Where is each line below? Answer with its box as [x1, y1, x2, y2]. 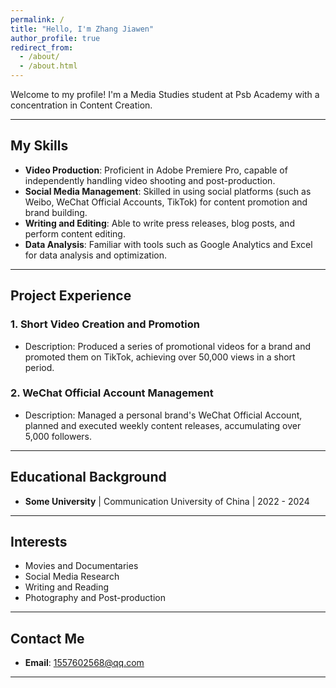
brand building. [24, 206, 88, 218]
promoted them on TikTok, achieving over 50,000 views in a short [24, 351, 296, 363]
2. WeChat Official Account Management [10, 386, 214, 400]
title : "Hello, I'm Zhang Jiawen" [10, 24, 155, 34]
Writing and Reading [24, 581, 110, 593]
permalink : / [10, 14, 65, 25]
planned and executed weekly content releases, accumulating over [24, 419, 302, 431]
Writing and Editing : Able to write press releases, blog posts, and [24, 217, 295, 229]
